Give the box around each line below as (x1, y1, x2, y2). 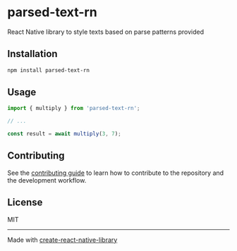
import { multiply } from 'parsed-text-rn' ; (7, 105, 140, 112)
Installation (7, 48, 58, 60)
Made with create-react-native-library (7, 235, 118, 244)
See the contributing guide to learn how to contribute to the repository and (7, 169, 224, 177)
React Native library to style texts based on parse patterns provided (7, 27, 205, 36)
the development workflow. (7, 176, 87, 184)
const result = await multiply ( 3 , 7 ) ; (7, 130, 121, 137)
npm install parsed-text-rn (7, 66, 90, 74)
